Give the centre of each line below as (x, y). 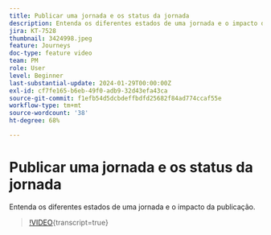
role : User (27, 68)
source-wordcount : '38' (49, 113)
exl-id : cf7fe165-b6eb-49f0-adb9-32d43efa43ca (88, 91)
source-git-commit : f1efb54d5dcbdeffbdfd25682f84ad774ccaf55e (115, 98)
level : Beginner (36, 76)
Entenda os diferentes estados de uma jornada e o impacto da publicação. (132, 207)
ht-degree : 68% (35, 121)
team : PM (24, 61)
